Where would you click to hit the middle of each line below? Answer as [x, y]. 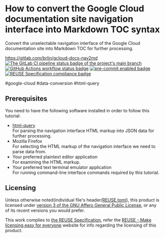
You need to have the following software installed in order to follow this [77, 110]
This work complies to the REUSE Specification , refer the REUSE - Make [78, 220]
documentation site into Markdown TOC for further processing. [69, 48]
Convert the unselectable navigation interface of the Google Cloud [73, 43]
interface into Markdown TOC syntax [82, 30]
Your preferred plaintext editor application [55, 157]
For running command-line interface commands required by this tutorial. [86, 172]
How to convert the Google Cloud [75, 9]
